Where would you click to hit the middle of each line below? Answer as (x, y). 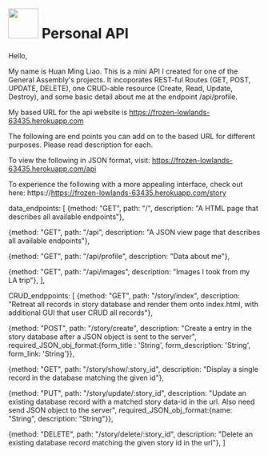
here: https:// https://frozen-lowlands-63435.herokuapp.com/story (117, 193)
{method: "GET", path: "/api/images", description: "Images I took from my (129, 271)
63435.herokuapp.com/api (52, 169)
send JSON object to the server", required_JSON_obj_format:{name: (120, 410)
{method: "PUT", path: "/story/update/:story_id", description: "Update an (127, 393)
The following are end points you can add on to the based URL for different (132, 136)
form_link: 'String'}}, (42, 353)
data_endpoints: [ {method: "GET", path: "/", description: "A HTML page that (133, 208)
